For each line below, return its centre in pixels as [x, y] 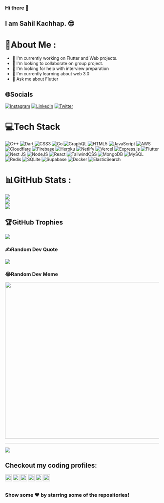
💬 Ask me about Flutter [35, 79]
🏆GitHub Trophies [34, 222]
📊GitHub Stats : [38, 180]
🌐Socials [19, 94]
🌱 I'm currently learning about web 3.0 [51, 74]
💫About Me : [31, 45]
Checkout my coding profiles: [51, 465]
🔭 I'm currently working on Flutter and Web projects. [65, 58]
